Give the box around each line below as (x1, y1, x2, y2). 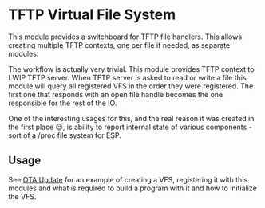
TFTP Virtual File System (8, 6, 176, 24)
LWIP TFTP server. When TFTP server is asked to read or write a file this (8, 73, 247, 82)
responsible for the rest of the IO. (8, 98, 117, 108)
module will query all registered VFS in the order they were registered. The (8, 81, 254, 91)
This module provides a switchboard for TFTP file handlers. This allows (8, 32, 242, 41)
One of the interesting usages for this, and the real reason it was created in (8, 113, 255, 123)
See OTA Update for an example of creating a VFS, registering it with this (8, 175, 248, 184)
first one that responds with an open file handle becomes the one (8, 89, 223, 99)
